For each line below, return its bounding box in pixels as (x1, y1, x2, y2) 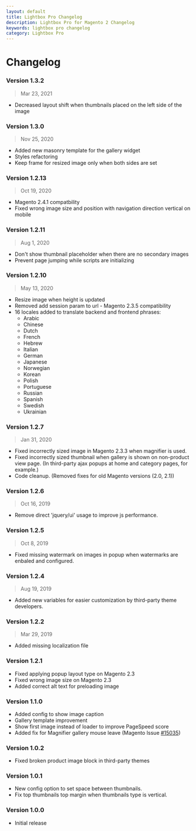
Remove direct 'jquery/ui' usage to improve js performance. (14, 511, 158, 519)
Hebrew (23, 340, 43, 347)
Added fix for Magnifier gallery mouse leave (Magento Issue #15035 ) (14, 729, 181, 736)
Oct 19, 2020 (20, 187, 51, 194)
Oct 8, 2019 (20, 540, 49, 547)
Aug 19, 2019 (20, 585, 51, 592)
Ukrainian (23, 408, 47, 415)
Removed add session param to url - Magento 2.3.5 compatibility (14, 302, 171, 309)
